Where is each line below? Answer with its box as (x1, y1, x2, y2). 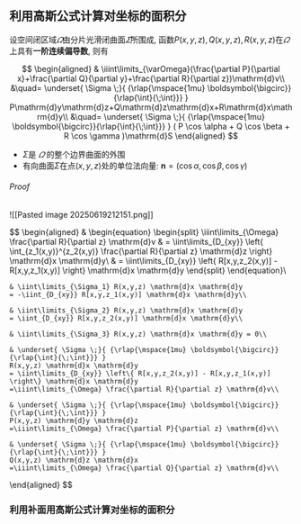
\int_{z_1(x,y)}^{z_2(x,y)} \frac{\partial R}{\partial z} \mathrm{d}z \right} (9, 246, 273, 257)
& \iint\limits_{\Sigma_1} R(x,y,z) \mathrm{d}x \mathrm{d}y (9, 283, 243, 292)
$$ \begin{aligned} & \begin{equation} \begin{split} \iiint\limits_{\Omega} (9, 227, 279, 238)
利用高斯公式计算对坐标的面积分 (9, 8, 187, 24)
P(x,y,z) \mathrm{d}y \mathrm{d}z (9, 417, 139, 426)
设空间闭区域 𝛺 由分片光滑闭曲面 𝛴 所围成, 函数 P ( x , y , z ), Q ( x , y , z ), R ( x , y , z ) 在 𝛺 (9, 34, 290, 45)
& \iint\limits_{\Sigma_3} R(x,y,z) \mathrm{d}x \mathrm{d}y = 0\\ (9, 330, 268, 339)
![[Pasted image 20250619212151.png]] (9, 210, 154, 221)
